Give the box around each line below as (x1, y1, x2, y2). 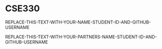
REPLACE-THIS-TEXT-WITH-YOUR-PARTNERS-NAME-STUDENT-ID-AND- (5, 34, 158, 40)
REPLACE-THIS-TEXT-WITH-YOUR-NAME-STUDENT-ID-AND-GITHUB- (5, 19, 152, 25)
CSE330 (5, 3, 40, 14)
